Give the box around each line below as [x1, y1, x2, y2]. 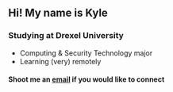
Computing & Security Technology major [19, 48, 153, 58]
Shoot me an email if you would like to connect [8, 75, 165, 84]
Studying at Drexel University [8, 30, 125, 41]
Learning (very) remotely [19, 56, 102, 66]
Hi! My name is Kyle [8, 6, 109, 20]
